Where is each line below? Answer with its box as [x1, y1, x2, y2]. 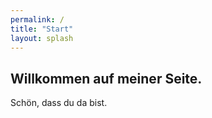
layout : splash [10, 33, 74, 43]
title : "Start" [10, 24, 74, 34]
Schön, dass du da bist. [10, 97, 108, 109]
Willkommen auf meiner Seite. [10, 70, 203, 87]
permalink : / [10, 14, 65, 25]
